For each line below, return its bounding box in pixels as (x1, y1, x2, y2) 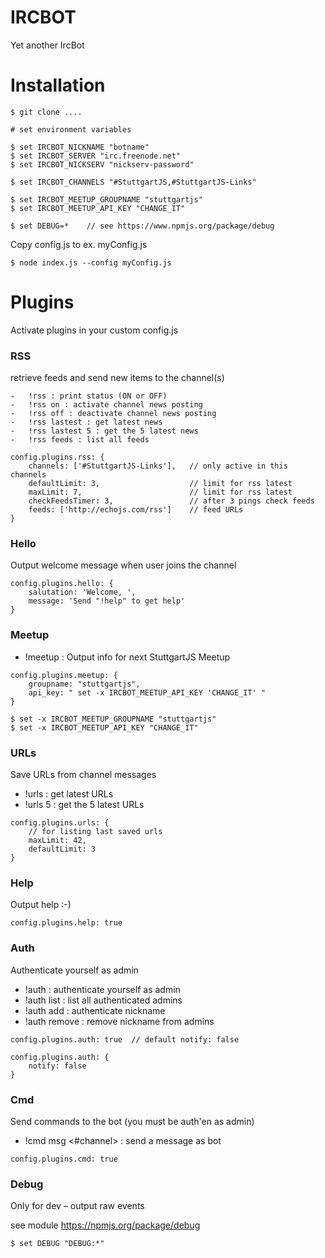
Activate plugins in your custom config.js (10, 324, 179, 336)
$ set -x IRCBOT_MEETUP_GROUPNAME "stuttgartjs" (10, 714, 217, 724)
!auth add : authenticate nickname (24, 1004, 166, 1016)
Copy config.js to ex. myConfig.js (10, 238, 148, 250)
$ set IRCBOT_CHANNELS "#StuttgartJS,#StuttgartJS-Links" (10, 177, 257, 187)
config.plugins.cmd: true (10, 1154, 118, 1164)
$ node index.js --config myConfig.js (10, 257, 172, 268)
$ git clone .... (10, 107, 83, 117)
